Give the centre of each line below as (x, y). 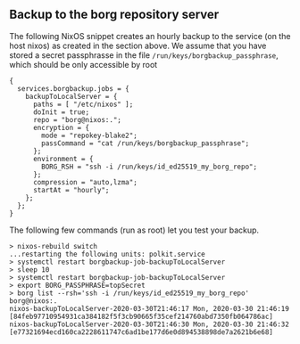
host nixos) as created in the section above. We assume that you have (138, 45)
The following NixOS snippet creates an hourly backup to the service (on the (150, 36)
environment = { (63, 159)
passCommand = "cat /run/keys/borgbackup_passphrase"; (146, 143)
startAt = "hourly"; (71, 190)
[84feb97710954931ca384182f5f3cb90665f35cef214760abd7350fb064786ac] (142, 316)
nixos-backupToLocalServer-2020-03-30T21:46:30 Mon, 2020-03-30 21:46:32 (150, 324)
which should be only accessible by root (83, 64)
